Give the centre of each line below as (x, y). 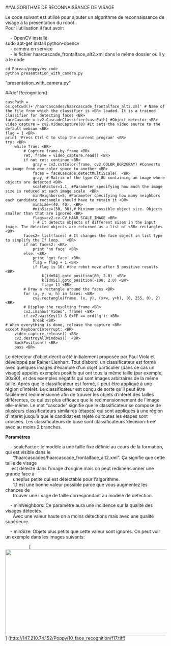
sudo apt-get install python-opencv (42, 43)
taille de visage (21, 463)
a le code (15, 60)
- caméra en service (31, 49)
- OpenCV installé (29, 38)
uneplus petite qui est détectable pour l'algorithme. (66, 479)
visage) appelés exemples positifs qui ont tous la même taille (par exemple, (84, 373)
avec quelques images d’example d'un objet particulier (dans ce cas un (80, 367)
